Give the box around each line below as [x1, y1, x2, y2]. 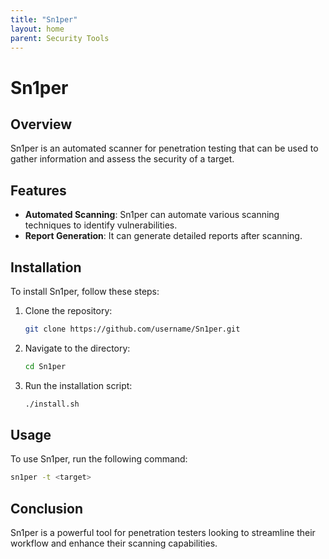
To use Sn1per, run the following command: [10, 453, 188, 465]
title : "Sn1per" [10, 14, 78, 25]
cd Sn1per [24, 361, 67, 371]
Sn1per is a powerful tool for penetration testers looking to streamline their [10, 527, 316, 539]
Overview [10, 116, 73, 133]
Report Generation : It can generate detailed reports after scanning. [24, 230, 303, 242]
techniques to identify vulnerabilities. [24, 219, 178, 231]
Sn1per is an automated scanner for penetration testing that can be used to [10, 142, 319, 155]
